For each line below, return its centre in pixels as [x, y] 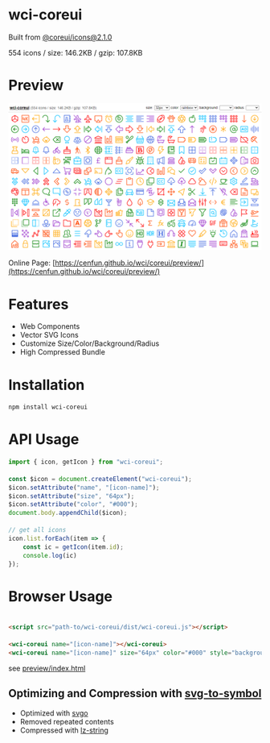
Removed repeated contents [67, 721]
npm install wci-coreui [48, 407]
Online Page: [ [32, 263]
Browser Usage [61, 596]
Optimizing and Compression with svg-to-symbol [135, 693]
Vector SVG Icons [49, 335]
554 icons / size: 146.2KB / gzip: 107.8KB [76, 52]
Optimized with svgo [54, 713]
